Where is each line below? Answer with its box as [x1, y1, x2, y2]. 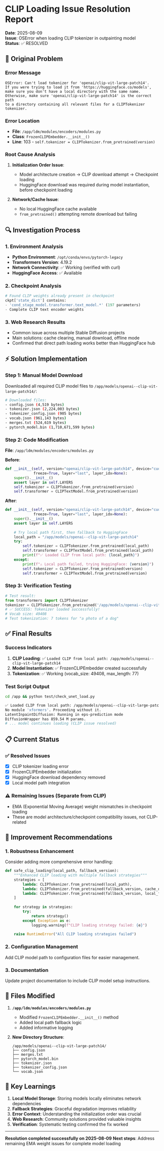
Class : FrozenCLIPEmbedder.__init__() [12, 133, 90, 140]
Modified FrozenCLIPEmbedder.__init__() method [19, 1014, 119, 1020]
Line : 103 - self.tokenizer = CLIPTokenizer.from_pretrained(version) [12, 139, 155, 144]
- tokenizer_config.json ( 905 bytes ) [5, 411, 82, 416]
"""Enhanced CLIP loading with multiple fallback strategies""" [14, 873, 147, 878]
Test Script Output [5, 683, 50, 690]
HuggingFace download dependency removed [12, 774, 106, 780]
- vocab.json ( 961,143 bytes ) [5, 416, 67, 421]
